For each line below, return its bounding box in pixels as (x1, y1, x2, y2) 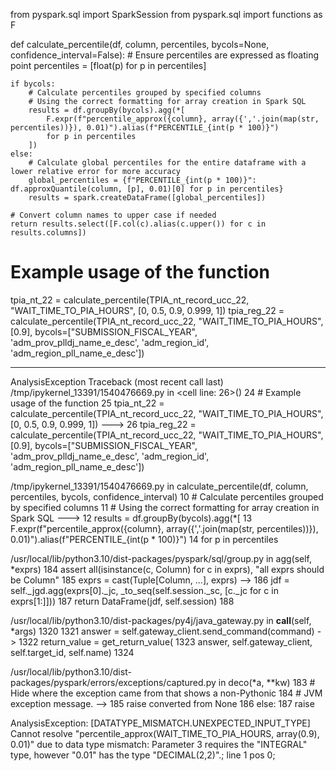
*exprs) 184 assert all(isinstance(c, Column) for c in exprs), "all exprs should (10, 563, 325, 575)
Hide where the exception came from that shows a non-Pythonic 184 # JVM (10, 687, 323, 699)
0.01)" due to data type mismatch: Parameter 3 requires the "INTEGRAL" (10, 738, 308, 750)
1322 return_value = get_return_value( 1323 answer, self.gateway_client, (18, 635, 313, 648)
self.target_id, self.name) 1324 (10, 646, 135, 658)
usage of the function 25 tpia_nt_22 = (10, 397, 165, 409)
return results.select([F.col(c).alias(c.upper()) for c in (10, 219, 267, 229)
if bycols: (10, 79, 56, 89)
